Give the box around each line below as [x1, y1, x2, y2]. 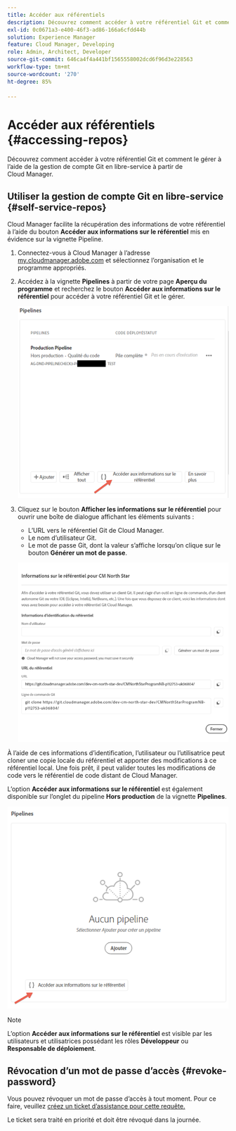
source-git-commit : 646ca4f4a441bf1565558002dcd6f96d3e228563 [7, 56, 193, 63]
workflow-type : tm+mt [7, 63, 71, 70]
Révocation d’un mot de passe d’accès [7, 1065, 180, 1077]
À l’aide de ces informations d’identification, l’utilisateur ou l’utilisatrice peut [7, 749, 225, 757]
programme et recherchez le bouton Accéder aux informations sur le [17, 285, 221, 293]
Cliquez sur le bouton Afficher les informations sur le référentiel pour [17, 505, 222, 513]
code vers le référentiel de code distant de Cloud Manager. [7, 771, 178, 780]
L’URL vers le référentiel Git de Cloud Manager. [27, 526, 164, 534]
